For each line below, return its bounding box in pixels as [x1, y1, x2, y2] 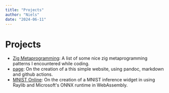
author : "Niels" [5, 12, 39, 17]
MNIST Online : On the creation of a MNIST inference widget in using [12, 77, 155, 83]
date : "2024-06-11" [5, 17, 47, 22]
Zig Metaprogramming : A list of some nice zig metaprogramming [12, 55, 148, 61]
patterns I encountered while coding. [12, 61, 90, 67]
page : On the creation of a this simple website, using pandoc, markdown [12, 66, 164, 72]
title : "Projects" [5, 7, 44, 13]
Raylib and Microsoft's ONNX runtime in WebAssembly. [12, 82, 128, 88]
